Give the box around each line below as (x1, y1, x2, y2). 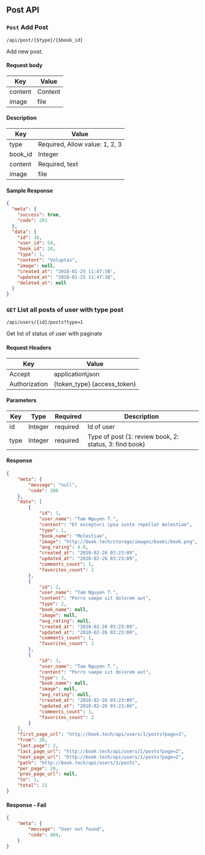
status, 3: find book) (87, 440, 145, 448)
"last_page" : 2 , (17, 743, 59, 749)
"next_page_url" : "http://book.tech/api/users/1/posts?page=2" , (17, 754, 184, 760)
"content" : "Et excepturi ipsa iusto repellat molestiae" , (38, 521, 192, 528)
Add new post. (6, 48, 43, 55)
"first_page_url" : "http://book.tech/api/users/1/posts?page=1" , (17, 731, 187, 737)
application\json (54, 370, 99, 378)
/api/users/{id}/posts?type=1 (6, 320, 84, 326)
